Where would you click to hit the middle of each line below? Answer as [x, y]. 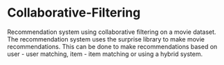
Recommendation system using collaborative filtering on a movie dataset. [112, 32]
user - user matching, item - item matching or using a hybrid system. [105, 54]
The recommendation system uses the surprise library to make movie [106, 39]
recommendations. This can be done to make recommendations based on [112, 46]
